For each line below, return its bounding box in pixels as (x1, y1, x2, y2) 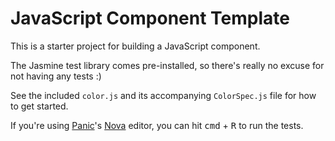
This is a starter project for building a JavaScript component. (10, 40, 261, 52)
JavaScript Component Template (10, 7, 290, 30)
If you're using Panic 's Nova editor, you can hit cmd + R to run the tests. (10, 119, 304, 131)
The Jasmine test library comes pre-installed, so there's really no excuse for (10, 59, 325, 71)
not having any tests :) (10, 70, 102, 82)
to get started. (10, 100, 69, 112)
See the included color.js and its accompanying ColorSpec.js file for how (10, 89, 317, 101)
